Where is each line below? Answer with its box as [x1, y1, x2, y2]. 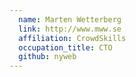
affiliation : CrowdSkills [18, 33, 127, 43]
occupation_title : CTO [18, 42, 113, 53]
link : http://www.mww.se [18, 24, 122, 34]
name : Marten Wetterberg [18, 14, 122, 25]
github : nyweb [18, 52, 77, 62]
